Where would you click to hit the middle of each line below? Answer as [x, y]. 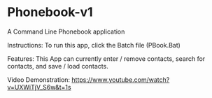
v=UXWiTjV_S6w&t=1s [39, 87]
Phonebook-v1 [50, 12]
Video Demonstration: [39, 79]
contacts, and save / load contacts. [58, 66]
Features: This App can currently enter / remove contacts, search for [106, 58]
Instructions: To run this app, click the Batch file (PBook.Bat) [94, 45]
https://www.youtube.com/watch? [121, 79]
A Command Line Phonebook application [66, 31]
